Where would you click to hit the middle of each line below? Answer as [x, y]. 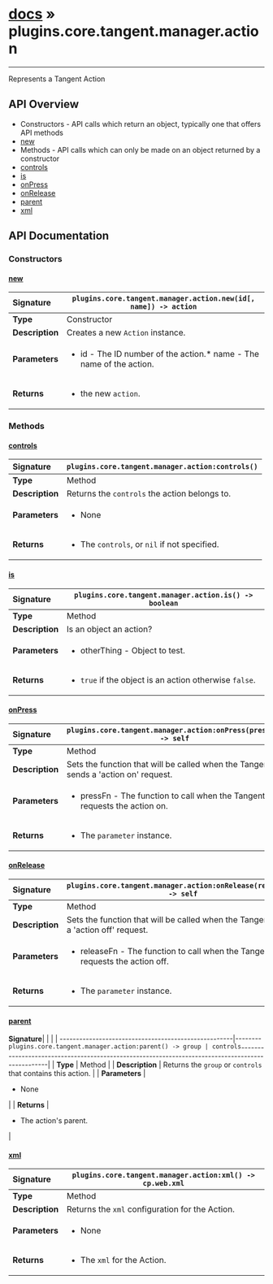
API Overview [44, 104]
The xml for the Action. [123, 1260]
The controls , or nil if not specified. [149, 544]
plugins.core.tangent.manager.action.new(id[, [164, 299]
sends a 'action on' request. [119, 774]
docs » [32, 14]
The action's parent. [54, 1121]
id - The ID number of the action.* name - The [170, 354]
